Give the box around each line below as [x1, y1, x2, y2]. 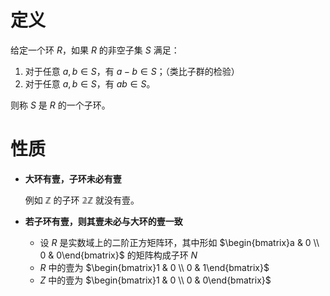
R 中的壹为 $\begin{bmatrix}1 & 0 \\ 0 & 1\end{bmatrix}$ [39, 261, 270, 273]
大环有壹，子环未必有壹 [24, 172, 122, 185]
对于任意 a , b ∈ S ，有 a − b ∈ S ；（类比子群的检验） [24, 65, 240, 77]
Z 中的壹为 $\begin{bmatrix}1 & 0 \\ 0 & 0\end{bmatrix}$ [39, 274, 272, 286]
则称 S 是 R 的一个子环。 [10, 99, 111, 111]
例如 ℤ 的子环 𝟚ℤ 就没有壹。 [24, 194, 140, 206]
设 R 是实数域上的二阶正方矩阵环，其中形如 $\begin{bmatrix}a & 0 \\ [39, 236, 320, 248]
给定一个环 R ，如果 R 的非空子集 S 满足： [10, 44, 180, 56]
